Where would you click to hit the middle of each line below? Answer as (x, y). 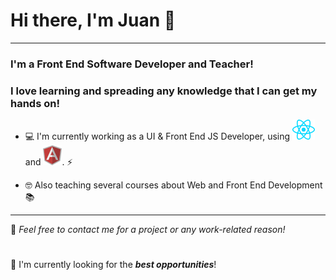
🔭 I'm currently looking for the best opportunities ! (113, 265)
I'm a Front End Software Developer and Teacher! (132, 64)
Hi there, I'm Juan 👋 (93, 20)
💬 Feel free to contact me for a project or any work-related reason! (148, 230)
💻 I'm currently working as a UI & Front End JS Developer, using (157, 136)
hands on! (35, 103)
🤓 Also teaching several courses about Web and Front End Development (173, 185)
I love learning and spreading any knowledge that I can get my (164, 91)
